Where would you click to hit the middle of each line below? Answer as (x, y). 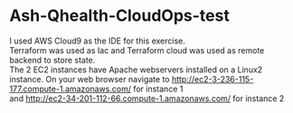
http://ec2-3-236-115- (213, 79)
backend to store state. (52, 60)
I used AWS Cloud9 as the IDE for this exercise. (97, 41)
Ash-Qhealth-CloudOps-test (120, 16)
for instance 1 (158, 89)
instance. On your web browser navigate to (90, 79)
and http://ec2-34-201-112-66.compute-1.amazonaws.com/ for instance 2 (147, 98)
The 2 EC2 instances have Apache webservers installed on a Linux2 (136, 70)
